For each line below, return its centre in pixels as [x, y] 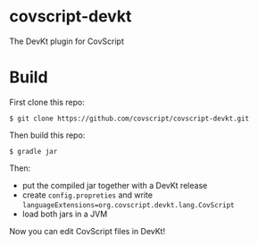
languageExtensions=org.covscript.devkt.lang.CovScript [128, 205]
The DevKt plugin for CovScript [67, 41]
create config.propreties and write [87, 195]
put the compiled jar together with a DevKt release [115, 185]
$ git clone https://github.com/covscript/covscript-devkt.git [129, 118]
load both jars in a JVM [65, 214]
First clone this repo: [47, 102]
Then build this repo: [47, 135]
